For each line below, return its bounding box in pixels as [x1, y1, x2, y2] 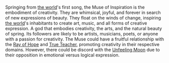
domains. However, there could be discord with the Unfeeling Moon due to [5, 47, 160, 52]
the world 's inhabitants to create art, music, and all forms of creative [5, 20, 147, 26]
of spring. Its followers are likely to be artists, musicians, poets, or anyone [5, 31, 158, 36]
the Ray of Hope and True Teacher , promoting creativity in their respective [5, 41, 160, 47]
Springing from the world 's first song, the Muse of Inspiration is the [5, 4, 145, 10]
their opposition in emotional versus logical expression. [5, 52, 120, 58]
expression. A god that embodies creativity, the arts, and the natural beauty [5, 25, 162, 31]
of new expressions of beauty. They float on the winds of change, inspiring [5, 15, 161, 20]
